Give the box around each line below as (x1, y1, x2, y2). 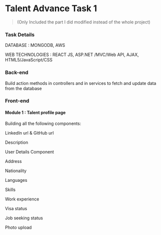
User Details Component (5, 149, 54, 155)
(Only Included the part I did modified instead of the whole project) (16, 19, 151, 25)
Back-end (5, 69, 29, 76)
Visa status (5, 205, 28, 211)
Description (5, 139, 28, 145)
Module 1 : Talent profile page (5, 110, 66, 116)
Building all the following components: (5, 120, 81, 126)
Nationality (5, 168, 27, 174)
